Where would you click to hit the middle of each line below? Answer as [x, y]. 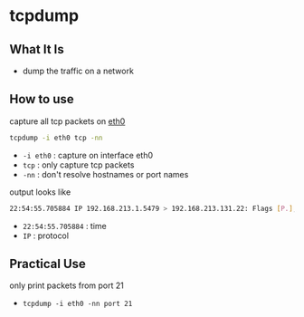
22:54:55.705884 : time [64, 226]
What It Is [37, 49]
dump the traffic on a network [78, 71]
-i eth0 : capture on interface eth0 [88, 155]
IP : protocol [46, 235]
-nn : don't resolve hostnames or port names [105, 174]
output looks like [40, 192]
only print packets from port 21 [66, 285]
